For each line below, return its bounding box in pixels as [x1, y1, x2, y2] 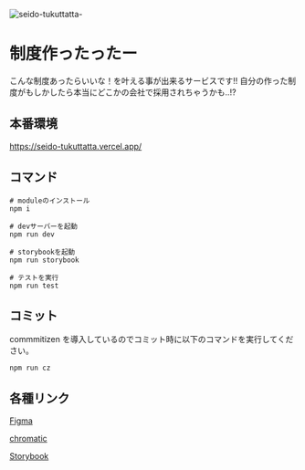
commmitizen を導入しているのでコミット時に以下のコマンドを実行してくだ [9, 334, 294, 345]
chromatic [9, 433, 47, 444]
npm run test [9, 281, 59, 290]
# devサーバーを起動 [9, 222, 78, 231]
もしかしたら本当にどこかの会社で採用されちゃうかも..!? [25, 87, 237, 98]
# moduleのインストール [9, 196, 90, 205]
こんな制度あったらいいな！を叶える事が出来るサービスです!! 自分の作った [9, 75, 289, 86]
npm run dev [9, 229, 55, 239]
